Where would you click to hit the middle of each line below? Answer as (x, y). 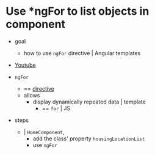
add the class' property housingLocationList (89, 138)
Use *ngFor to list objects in (77, 11)
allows (32, 95)
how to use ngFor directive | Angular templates (82, 53)
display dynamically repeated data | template (89, 102)
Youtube (25, 65)
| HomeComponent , (44, 132)
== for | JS (56, 108)
